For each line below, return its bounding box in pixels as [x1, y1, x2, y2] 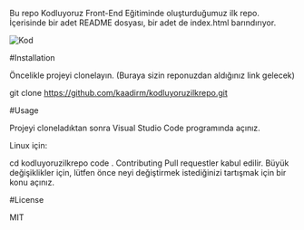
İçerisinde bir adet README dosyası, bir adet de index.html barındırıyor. [9, 17, 277, 28]
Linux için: [9, 140, 48, 150]
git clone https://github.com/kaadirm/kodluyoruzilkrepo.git [9, 88, 229, 98]
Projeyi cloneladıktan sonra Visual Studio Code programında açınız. [9, 122, 260, 133]
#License [9, 195, 44, 205]
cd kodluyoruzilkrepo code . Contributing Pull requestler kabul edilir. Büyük [9, 158, 289, 168]
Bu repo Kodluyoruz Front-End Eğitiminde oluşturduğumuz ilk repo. [9, 8, 260, 18]
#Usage [9, 105, 39, 116]
